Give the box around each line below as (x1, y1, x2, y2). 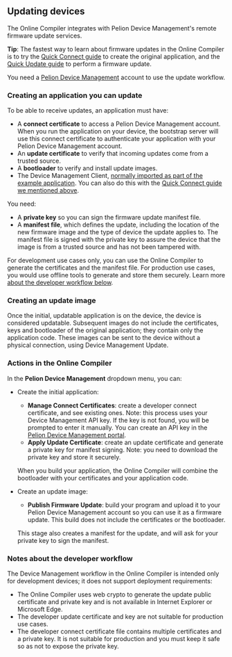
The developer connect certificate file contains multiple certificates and (17, 627, 222, 635)
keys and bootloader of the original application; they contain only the (7, 326, 204, 334)
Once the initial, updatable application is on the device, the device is (7, 311, 202, 320)
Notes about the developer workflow (7, 553, 133, 563)
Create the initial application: (17, 387, 99, 396)
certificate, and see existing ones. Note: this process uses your (27, 408, 208, 416)
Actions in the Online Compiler (7, 358, 112, 368)
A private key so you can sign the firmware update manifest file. (17, 213, 202, 222)
